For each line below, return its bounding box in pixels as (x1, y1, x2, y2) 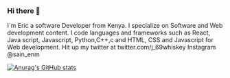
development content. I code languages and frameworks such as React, (7, 28, 211, 37)
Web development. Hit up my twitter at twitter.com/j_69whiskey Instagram (7, 43, 216, 52)
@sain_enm (7, 50, 40, 58)
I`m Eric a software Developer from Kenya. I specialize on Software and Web (7, 22, 223, 30)
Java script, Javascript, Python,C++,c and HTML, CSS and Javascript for (7, 36, 214, 44)
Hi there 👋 (7, 6, 41, 16)
